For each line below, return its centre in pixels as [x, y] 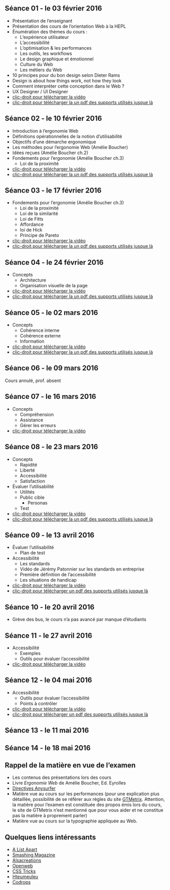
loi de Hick [31, 230]
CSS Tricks [24, 871]
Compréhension [37, 414]
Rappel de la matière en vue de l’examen [70, 765]
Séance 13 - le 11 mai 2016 [47, 730]
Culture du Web [36, 64]
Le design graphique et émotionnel [57, 59]
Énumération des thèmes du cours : [50, 31]
